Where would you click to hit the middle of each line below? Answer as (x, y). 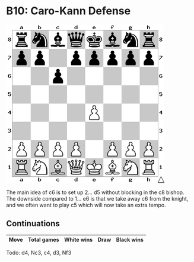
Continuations (33, 224)
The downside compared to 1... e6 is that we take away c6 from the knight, (97, 198)
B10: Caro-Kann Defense (69, 11)
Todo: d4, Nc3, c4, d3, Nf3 (39, 252)
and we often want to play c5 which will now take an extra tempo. (86, 205)
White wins (79, 240)
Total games (43, 240)
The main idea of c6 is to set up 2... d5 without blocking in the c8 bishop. (95, 192)
